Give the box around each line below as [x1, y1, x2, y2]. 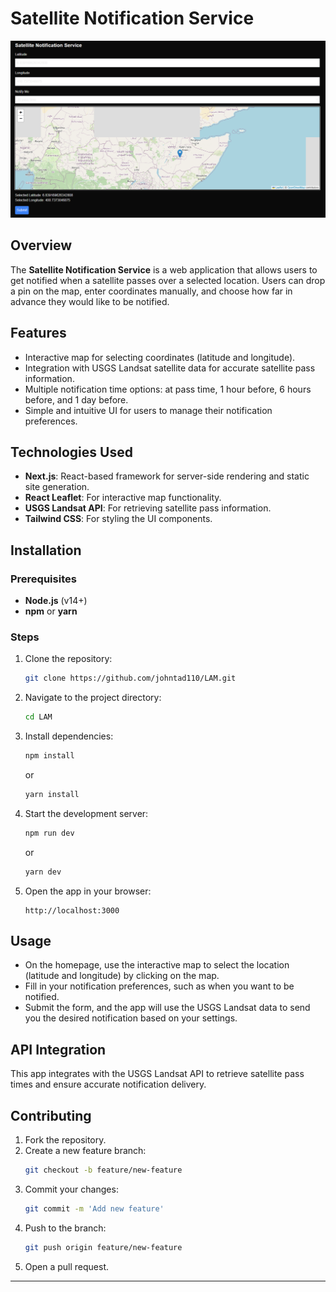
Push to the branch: [24, 1222, 107, 1234]
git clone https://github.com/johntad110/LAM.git [24, 673, 237, 684]
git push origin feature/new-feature [24, 1242, 183, 1252]
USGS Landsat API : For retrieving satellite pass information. [24, 502, 272, 514]
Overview [10, 237, 73, 254]
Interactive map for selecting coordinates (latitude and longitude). [24, 351, 296, 363]
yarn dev [24, 867, 62, 877]
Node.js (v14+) [24, 595, 88, 607]
